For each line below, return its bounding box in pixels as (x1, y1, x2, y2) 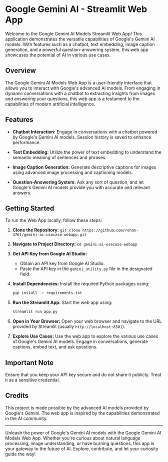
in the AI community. (5, 415, 47, 421)
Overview (5, 66, 36, 75)
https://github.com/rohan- (82, 228, 138, 233)
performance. (12, 139, 41, 145)
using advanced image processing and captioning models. (12, 169, 133, 175)
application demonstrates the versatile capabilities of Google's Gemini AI (5, 36, 155, 42)
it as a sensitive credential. (5, 376, 60, 383)
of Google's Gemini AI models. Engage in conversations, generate (12, 338, 148, 344)
